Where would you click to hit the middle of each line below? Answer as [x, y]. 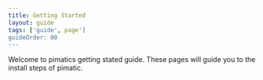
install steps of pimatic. [46, 68]
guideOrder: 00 [33, 37]
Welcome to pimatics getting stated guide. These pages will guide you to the [132, 60]
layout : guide [31, 23]
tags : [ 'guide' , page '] [47, 30]
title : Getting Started [47, 15]
